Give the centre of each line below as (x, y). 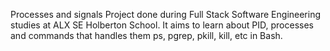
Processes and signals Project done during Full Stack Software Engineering (166, 14)
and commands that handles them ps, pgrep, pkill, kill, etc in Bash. (146, 35)
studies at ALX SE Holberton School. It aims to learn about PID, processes (162, 25)
